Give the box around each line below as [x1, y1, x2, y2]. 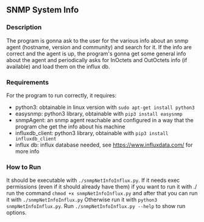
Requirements [6, 78, 49, 86]
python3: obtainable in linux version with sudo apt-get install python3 [15, 103, 195, 111]
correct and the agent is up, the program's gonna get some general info [6, 50, 186, 57]
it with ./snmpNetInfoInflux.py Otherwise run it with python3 [6, 196, 157, 203]
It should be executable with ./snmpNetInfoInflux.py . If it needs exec [6, 176, 180, 184]
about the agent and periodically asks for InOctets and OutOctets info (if [6, 56, 188, 63]
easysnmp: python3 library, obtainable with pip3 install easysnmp [15, 109, 183, 117]
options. [6, 209, 27, 217]
